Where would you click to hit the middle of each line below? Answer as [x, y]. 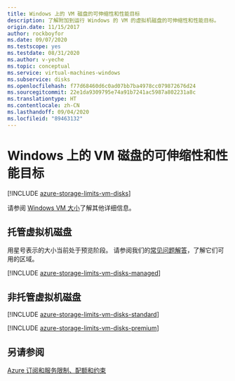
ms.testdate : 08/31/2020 [43, 54]
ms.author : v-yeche [36, 60]
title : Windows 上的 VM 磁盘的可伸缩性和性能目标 [74, 14]
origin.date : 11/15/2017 [43, 27]
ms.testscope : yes [34, 46]
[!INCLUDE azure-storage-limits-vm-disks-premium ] [83, 328]
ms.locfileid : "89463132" [45, 118]
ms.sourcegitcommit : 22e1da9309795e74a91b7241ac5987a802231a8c [102, 92]
